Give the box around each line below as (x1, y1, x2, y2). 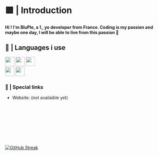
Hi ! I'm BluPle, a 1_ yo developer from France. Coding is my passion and (5, 24, 154, 30)
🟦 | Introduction (5, 5, 72, 16)
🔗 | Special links (5, 83, 43, 90)
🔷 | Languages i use (5, 43, 66, 52)
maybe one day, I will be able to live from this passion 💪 (5, 29, 119, 35)
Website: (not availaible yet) (12, 95, 68, 101)
